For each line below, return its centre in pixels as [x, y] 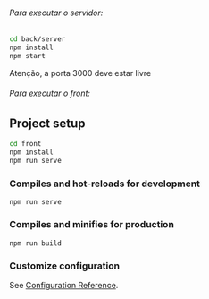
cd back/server [38, 39]
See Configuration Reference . [64, 285]
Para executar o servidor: [56, 13]
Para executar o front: [50, 93]
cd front [25, 144]
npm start [28, 56]
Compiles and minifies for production [92, 225]
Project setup [48, 124]
